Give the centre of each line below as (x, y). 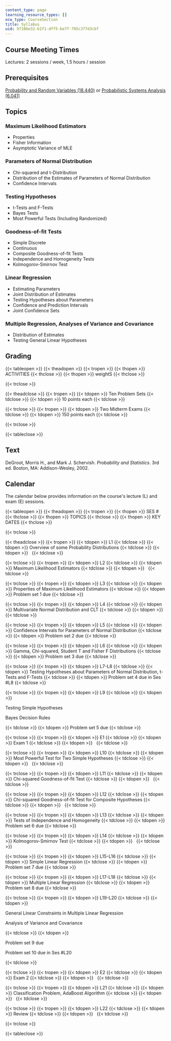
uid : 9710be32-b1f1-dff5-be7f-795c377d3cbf (52, 29)
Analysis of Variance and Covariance (44, 923)
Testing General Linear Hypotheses (50, 340)
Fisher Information (32, 143)
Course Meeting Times (42, 50)
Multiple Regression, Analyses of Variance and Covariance (79, 323)
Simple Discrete (29, 243)
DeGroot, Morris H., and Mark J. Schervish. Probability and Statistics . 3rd (82, 463)
